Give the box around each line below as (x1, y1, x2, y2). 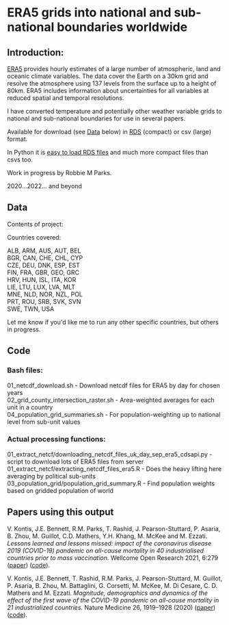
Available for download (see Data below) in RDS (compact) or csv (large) (7, 128, 212, 136)
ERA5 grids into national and (7, 5, 172, 21)
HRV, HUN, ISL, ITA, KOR (7, 275, 77, 283)
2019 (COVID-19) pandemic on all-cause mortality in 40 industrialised (7, 546, 204, 554)
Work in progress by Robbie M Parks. (7, 169, 112, 177)
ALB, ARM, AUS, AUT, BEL (7, 246, 81, 255)
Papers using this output (7, 507, 114, 518)
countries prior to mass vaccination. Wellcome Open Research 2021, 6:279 (7, 553, 219, 562)
